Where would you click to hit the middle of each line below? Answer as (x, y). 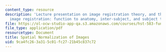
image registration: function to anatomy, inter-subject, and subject (84, 19)
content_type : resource (30, 10)
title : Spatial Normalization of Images (47, 38)
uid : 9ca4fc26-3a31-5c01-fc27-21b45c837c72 (51, 42)
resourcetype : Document (30, 33)
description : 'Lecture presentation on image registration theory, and (80, 14)
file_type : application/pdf (34, 28)
